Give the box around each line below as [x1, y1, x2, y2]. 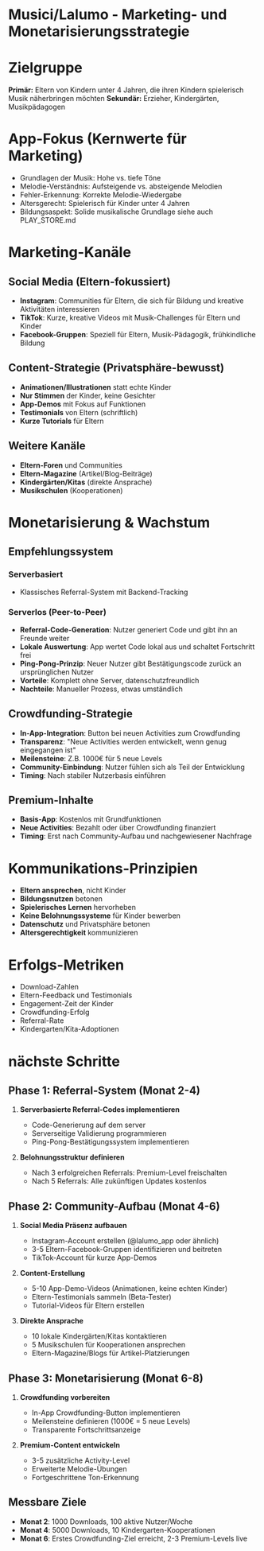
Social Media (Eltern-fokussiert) [8, 274, 171, 288]
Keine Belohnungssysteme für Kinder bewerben [19, 911, 181, 920]
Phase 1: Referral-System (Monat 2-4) [8, 1083, 201, 1097]
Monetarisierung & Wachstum [8, 513, 211, 531]
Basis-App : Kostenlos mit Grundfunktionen [19, 814, 161, 824]
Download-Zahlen [19, 982, 80, 992]
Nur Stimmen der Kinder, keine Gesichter [19, 391, 157, 400]
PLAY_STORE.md [19, 216, 76, 225]
